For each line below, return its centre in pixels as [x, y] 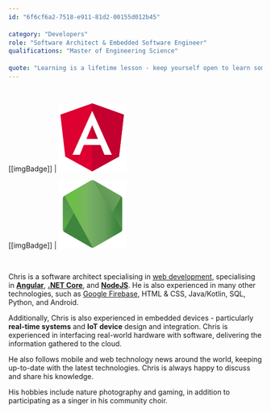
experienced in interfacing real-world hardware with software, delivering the [135, 335]
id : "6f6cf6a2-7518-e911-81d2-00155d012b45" [84, 17]
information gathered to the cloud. [65, 344]
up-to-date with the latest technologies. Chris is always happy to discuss [129, 368]
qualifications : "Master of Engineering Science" [94, 51]
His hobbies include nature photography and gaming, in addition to [119, 392]
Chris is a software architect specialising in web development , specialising [132, 276]
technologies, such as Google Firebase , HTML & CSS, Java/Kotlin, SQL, [127, 294]
